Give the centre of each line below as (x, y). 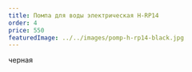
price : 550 (26, 30)
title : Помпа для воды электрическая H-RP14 (84, 15)
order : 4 (23, 23)
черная (21, 60)
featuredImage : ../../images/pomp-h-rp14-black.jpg (96, 38)
